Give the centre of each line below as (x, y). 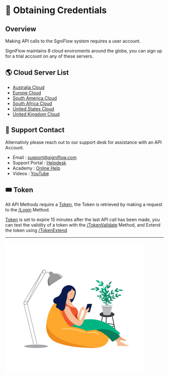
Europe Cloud (27, 92)
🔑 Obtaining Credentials (56, 10)
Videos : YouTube (31, 173)
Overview (21, 29)
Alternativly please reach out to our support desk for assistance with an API (83, 142)
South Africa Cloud (32, 103)
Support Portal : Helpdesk (39, 163)
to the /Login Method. (28, 210)
